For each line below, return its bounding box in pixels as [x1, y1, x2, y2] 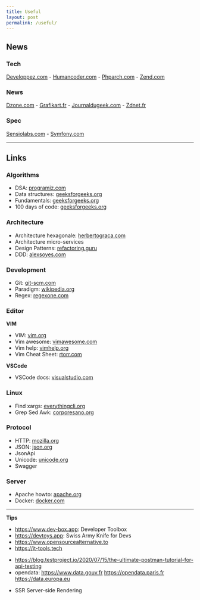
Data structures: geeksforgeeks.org [14, 191, 102, 198]
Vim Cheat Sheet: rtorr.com [14, 351, 82, 358]
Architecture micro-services [14, 238, 85, 245]
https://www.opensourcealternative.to [14, 539, 108, 546]
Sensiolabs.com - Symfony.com [6, 130, 85, 137]
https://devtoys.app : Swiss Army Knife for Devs [14, 532, 132, 539]
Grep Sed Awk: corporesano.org [14, 409, 94, 416]
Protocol [6, 424, 32, 432]
